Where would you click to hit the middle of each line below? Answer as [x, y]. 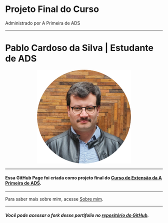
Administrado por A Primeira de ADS [43, 23]
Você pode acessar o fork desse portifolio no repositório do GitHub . [77, 215]
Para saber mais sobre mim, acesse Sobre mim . [54, 199]
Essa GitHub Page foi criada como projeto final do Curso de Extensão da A [84, 178]
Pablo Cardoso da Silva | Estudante [79, 48]
